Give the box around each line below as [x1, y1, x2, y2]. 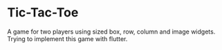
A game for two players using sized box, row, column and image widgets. [7, 27, 216, 36]
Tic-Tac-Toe [7, 5, 79, 21]
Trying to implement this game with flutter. [7, 34, 128, 42]
